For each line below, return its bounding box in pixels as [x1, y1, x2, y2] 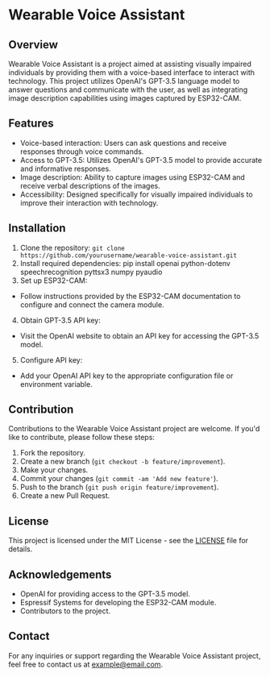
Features [8, 117, 54, 131]
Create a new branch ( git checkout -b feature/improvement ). [19, 457, 226, 467]
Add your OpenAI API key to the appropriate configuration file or [19, 371, 234, 380]
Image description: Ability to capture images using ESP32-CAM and [19, 172, 246, 182]
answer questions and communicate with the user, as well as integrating [8, 85, 248, 94]
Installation [8, 222, 66, 235]
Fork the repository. [19, 448, 86, 458]
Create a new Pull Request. [19, 491, 110, 500]
